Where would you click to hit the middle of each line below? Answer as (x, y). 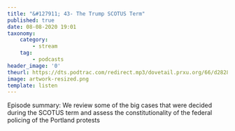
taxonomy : (22, 33)
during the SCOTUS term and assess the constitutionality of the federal (110, 113)
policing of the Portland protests (54, 120)
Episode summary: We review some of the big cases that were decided (110, 105)
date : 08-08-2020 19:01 (42, 27)
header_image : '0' (34, 66)
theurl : (19, 72)
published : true (31, 20)
